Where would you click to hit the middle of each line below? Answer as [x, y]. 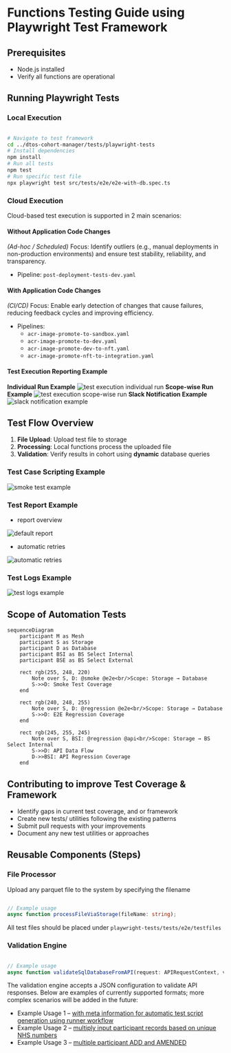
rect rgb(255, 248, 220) [55, 673]
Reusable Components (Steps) [74, 855]
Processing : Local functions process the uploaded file [94, 447]
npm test [20, 170]
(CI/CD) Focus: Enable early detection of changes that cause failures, [106, 306]
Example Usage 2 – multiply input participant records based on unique [117, 1028]
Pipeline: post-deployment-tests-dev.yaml [76, 275]
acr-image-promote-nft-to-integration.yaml [91, 356]
